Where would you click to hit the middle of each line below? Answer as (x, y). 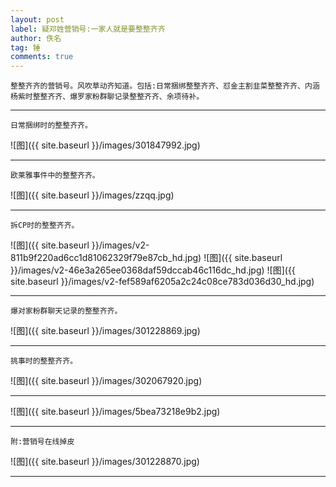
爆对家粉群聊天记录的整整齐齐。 (66, 311)
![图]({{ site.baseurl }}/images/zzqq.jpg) (92, 195)
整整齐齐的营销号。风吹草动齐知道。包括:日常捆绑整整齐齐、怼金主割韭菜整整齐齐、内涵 (165, 86)
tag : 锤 (25, 47)
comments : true (42, 57)
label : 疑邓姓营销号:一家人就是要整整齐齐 (88, 29)
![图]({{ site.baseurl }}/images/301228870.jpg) (105, 462)
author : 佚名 (36, 38)
